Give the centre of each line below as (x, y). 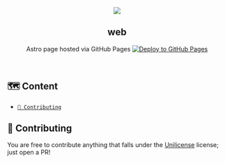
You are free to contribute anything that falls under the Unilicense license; (113, 145)
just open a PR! (29, 153)
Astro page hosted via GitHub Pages (78, 49)
